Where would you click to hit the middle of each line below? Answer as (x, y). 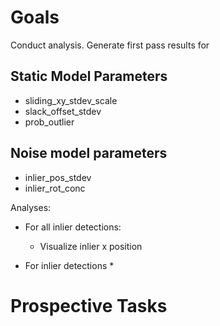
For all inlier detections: (73, 227)
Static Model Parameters (89, 76)
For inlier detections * (69, 265)
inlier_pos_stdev (58, 177)
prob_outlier (49, 122)
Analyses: (31, 207)
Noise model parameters (89, 153)
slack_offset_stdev (63, 111)
